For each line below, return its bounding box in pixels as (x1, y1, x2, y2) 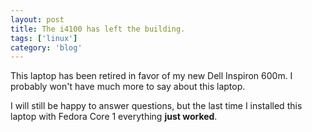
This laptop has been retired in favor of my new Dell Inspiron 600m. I (10, 70, 293, 82)
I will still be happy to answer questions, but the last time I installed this (10, 100, 303, 112)
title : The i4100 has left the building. (10, 24, 186, 34)
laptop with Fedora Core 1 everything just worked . (10, 111, 218, 123)
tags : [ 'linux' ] (10, 33, 78, 43)
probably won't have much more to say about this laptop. (10, 81, 246, 93)
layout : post (10, 14, 65, 25)
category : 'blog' (10, 42, 83, 53)
